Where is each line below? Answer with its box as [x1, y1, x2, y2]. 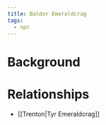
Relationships [7, 86, 90, 102]
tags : [7, 17, 23, 24]
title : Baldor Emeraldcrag [7, 10, 87, 18]
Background [7, 54, 81, 70]
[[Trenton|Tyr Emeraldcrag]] [17, 109, 100, 118]
